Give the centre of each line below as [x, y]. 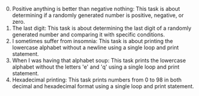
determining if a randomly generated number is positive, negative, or [98, 15]
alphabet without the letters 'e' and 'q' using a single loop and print [96, 67]
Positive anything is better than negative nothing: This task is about [96, 9]
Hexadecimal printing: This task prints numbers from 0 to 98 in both [97, 80]
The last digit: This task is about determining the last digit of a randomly [102, 28]
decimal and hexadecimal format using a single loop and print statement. [103, 86]
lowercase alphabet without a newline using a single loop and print [95, 47]
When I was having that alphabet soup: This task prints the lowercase [99, 60]
